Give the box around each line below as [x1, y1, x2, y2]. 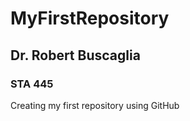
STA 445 [10, 77, 54, 91]
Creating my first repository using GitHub [10, 99, 180, 111]
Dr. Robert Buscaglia [10, 47, 141, 64]
